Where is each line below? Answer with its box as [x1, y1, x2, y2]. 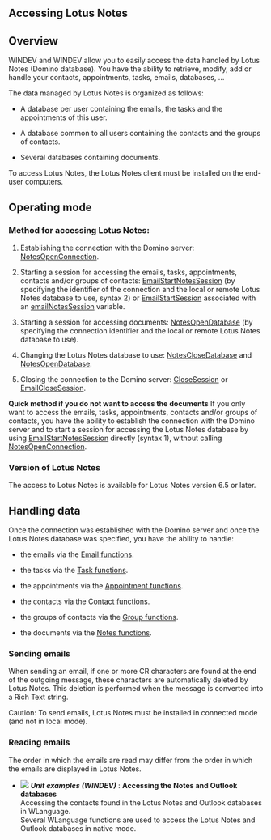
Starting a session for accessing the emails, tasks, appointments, [19, 267, 237, 277]
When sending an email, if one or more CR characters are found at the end [8, 667, 257, 677]
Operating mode [8, 200, 92, 214]
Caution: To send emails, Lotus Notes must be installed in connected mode [8, 708, 258, 718]
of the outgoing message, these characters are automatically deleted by [8, 675, 248, 685]
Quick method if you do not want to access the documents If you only [8, 398, 246, 408]
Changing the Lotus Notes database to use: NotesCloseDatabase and [19, 350, 252, 359]
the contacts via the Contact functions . [19, 596, 150, 606]
